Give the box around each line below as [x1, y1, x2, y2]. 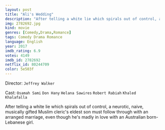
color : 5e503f [5, 67, 34, 72]
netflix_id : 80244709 [5, 62, 50, 67]
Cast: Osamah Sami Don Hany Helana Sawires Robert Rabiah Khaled [5, 90, 137, 96]
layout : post [5, 7, 32, 12]
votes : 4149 [5, 53, 29, 58]
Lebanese [5, 119, 26, 125]
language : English [5, 39, 43, 44]
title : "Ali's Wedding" [5, 12, 54, 17]
